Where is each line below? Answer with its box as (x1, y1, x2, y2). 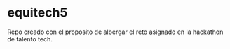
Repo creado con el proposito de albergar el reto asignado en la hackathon (7, 28, 224, 36)
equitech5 (7, 5, 68, 21)
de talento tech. (7, 35, 53, 43)
